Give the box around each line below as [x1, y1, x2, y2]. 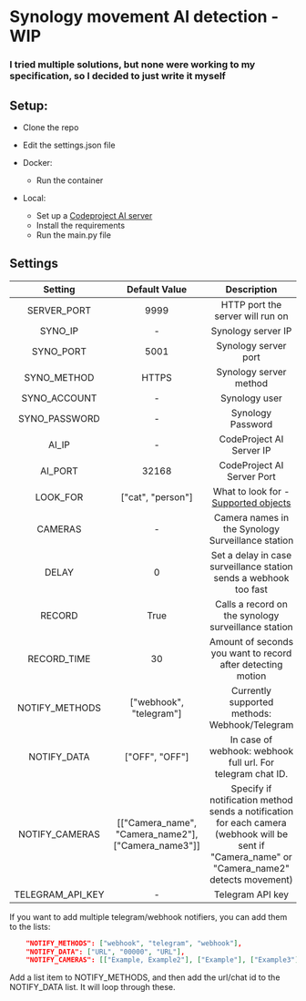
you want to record [210, 647, 292, 659]
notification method [209, 793, 293, 806]
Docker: [22, 157, 53, 168]
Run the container [36, 175, 104, 186]
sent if [238, 839, 266, 852]
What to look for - [212, 485, 291, 497]
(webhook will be [214, 827, 289, 840]
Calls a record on [215, 598, 289, 610]
